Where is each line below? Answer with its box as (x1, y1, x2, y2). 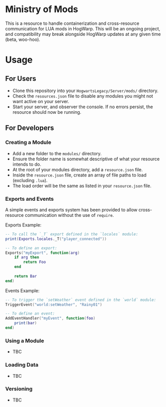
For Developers (5, 124, 54, 132)
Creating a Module (5, 139, 51, 146)
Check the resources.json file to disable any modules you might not (12, 93, 153, 99)
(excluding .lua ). (12, 177, 48, 183)
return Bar (14, 274, 37, 279)
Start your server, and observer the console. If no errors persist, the (12, 104, 153, 110)
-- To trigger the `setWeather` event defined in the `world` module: (5, 297, 156, 302)
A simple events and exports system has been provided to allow (5, 206, 138, 213)
